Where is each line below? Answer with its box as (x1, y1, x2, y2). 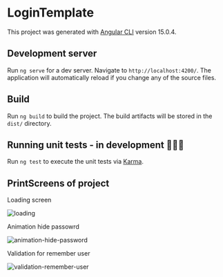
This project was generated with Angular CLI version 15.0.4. (7, 28, 177, 36)
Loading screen (7, 195, 52, 204)
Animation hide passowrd (7, 222, 79, 231)
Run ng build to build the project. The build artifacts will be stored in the (7, 112, 213, 120)
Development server (7, 48, 97, 59)
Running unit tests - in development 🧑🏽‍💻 (7, 139, 184, 151)
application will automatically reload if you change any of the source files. (7, 73, 216, 82)
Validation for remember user (7, 249, 90, 258)
